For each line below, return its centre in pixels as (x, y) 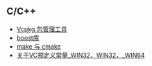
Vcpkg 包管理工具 (42, 29)
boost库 (28, 38)
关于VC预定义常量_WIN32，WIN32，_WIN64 (81, 55)
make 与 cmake (39, 46)
